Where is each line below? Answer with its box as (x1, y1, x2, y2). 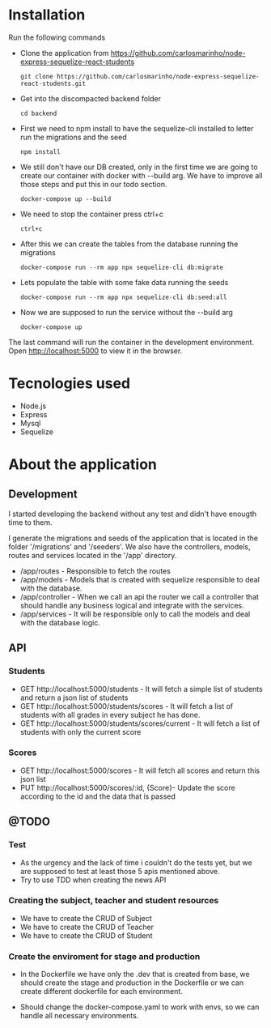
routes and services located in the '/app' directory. (8, 550, 177, 560)
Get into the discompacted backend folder (19, 93, 162, 103)
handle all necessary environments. (19, 1011, 139, 1021)
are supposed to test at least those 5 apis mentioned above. (19, 866, 220, 876)
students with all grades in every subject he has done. (19, 710, 201, 719)
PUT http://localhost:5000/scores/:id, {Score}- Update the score (19, 783, 236, 792)
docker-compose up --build (19, 194, 112, 203)
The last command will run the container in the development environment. (8, 337, 255, 347)
